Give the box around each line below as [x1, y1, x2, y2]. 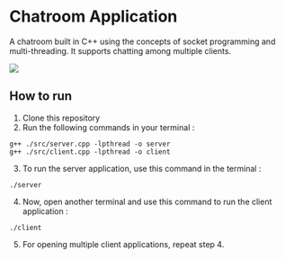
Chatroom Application [9, 6, 178, 27]
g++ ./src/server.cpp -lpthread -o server [9, 139, 171, 148]
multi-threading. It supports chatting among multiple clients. [9, 45, 232, 56]
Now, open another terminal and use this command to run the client [22, 196, 272, 207]
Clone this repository [22, 112, 101, 123]
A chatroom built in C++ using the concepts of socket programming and [9, 36, 276, 47]
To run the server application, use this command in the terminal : [22, 163, 262, 174]
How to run [9, 88, 73, 104]
